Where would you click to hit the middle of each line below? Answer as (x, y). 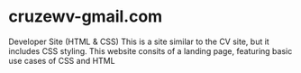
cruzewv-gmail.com (86, 17)
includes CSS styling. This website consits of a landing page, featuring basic (150, 50)
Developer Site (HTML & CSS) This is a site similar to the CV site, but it (139, 41)
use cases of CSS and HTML (62, 60)
